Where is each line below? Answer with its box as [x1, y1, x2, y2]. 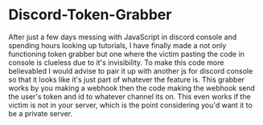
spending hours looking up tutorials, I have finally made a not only [8, 40, 227, 50]
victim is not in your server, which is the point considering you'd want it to [8, 100, 253, 110]
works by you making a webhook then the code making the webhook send [8, 83, 256, 93]
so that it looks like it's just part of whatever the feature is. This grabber [8, 75, 245, 84]
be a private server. [8, 108, 73, 118]
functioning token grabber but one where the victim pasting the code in [8, 49, 245, 58]
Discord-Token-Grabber [8, 6, 172, 24]
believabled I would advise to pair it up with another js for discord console [8, 66, 253, 75]
